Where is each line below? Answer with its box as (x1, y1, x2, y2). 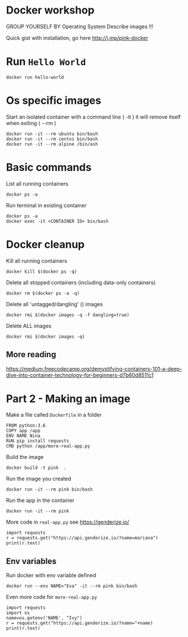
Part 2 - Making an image (6, 392, 131, 405)
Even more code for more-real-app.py (6, 594, 98, 601)
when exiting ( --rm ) (6, 119, 57, 126)
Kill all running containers (6, 257, 67, 264)
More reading (6, 350, 57, 360)
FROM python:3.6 (6, 423, 46, 429)
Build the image (6, 454, 44, 461)
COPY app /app (6, 428, 41, 434)
